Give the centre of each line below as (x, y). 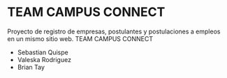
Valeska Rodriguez (44, 59)
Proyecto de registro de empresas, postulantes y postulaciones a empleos (114, 31)
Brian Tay (31, 67)
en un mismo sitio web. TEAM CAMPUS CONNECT (80, 38)
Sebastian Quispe (43, 52)
